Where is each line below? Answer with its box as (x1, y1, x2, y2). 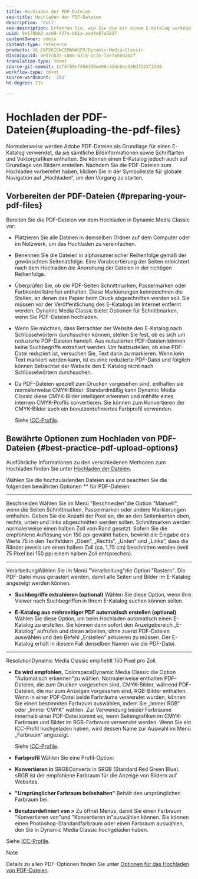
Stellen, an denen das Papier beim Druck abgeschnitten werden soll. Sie (14, 294, 190, 301)
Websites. (14, 778, 39, 785)
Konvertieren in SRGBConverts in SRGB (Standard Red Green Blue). (14, 766, 180, 773)
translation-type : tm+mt (6, 58, 67, 64)
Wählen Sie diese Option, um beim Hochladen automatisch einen (14, 615, 172, 622)
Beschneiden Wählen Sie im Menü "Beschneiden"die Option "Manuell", (6, 500, 179, 507)
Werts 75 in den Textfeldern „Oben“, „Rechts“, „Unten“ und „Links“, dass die (6, 537, 189, 544)
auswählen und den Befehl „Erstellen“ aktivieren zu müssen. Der (14, 633, 171, 641)
